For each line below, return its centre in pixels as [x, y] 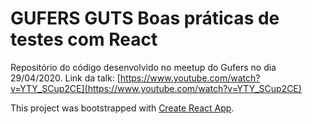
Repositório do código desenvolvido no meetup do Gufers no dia [143, 67]
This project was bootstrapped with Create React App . [122, 108]
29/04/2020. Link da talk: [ [65, 78]
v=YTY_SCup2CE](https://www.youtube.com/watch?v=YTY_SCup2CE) [156, 88]
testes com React [84, 39]
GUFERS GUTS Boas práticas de [145, 18]
